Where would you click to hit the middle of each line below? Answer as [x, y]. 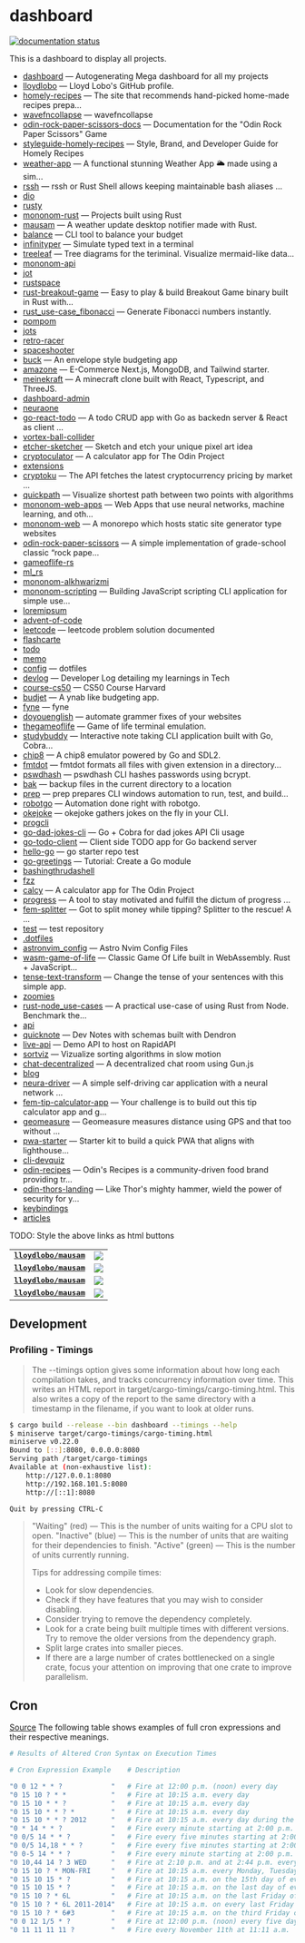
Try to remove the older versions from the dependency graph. [161, 1638]
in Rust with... [48, 301]
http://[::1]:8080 [60, 1492]
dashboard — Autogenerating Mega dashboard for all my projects [146, 76]
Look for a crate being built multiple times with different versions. [167, 1629]
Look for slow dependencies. [99, 1590]
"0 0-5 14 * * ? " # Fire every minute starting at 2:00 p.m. [152, 1854]
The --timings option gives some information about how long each [156, 1369]
